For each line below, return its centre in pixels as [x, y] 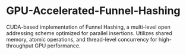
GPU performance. [58, 46]
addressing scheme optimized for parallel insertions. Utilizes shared [89, 33]
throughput [20, 46]
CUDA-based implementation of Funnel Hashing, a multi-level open [88, 27]
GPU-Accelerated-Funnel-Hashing [93, 11]
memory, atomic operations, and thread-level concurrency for [82, 39]
